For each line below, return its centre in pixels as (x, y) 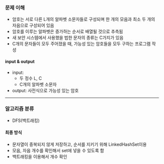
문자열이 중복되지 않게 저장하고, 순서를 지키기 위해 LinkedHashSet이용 (79, 144)
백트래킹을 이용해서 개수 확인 (40, 157)
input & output (20, 61)
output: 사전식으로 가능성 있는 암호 (45, 90)
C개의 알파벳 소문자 (38, 84)
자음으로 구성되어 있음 (33, 25)
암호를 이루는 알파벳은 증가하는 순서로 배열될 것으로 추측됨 (68, 32)
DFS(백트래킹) (26, 120)
